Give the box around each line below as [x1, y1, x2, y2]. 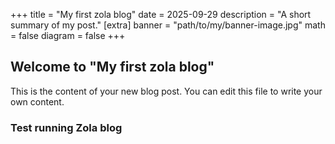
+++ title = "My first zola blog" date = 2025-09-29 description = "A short [10, 9, 312, 20]
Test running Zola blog [10, 120, 123, 134]
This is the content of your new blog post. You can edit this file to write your [10, 85, 323, 97]
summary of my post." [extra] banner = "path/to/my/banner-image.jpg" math [10, 19, 326, 31]
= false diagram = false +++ [10, 30, 126, 41]
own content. [10, 95, 65, 108]
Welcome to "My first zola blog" [10, 59, 215, 76]
